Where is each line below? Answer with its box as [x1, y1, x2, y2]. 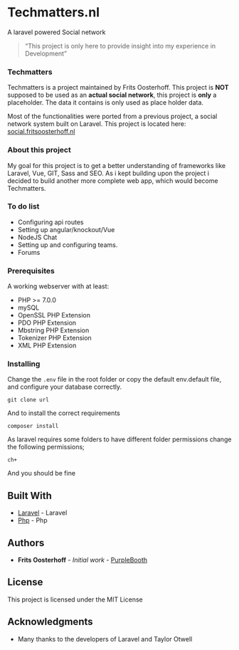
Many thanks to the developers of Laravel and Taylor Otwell [17, 634, 193, 643]
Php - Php [17, 516, 48, 525]
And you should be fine [7, 469, 76, 478]
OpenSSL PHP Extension [17, 311, 91, 320]
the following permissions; [7, 443, 85, 451]
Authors [7, 537, 45, 549]
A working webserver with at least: [7, 282, 110, 290]
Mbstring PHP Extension [17, 326, 90, 335]
